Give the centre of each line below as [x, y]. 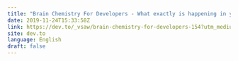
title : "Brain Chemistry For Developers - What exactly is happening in [117, 14]
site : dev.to [27, 33]
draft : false [27, 46]
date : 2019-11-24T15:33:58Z [49, 20]
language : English [34, 40]
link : [15, 27]
